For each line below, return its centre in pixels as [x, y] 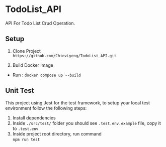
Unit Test [20, 91]
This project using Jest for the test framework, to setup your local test [77, 103]
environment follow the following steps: [46, 108]
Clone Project [27, 51]
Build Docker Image [33, 65]
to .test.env [25, 128]
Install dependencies [34, 118]
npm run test [26, 139]
